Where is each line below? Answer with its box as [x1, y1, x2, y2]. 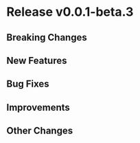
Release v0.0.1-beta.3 [6, 4, 134, 20]
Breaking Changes [6, 32, 87, 43]
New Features [6, 54, 67, 66]
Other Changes [6, 125, 73, 137]
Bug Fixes [6, 78, 49, 90]
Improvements [6, 101, 70, 113]
